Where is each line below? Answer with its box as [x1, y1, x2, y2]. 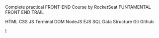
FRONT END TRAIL [5, 9, 44, 15]
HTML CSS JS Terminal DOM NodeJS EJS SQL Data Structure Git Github [5, 19, 154, 24]
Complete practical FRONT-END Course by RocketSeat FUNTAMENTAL [5, 4, 152, 10]
